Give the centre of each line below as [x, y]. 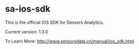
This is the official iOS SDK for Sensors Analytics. [55, 22]
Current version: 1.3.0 [27, 32]
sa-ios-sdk [28, 9]
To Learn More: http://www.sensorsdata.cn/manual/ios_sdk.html [70, 41]
